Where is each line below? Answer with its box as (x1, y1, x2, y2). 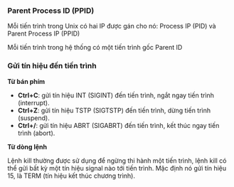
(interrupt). (17, 98, 50, 107)
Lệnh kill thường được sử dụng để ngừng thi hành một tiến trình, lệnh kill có (7, 156, 227, 165)
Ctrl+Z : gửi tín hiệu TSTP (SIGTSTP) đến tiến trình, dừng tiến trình (17, 106, 211, 114)
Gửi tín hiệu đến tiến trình (7, 61, 97, 71)
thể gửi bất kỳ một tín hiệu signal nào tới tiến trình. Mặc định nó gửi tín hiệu (7, 164, 227, 172)
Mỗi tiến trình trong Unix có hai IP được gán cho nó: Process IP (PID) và (7, 22, 216, 31)
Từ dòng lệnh (7, 142, 48, 151)
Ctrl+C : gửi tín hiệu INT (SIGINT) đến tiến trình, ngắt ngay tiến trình (17, 91, 215, 100)
